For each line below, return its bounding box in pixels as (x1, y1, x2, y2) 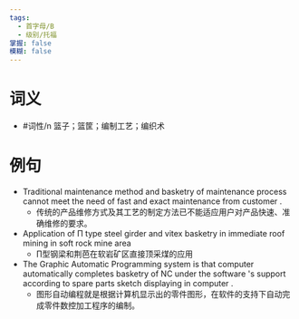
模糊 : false (9, 47, 52, 56)
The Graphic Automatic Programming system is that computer (22, 259, 255, 269)
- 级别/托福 (17, 30, 57, 39)
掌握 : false (9, 38, 52, 48)
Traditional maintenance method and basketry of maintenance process (22, 187, 287, 197)
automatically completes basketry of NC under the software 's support (22, 268, 286, 279)
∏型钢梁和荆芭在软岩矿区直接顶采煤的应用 (35, 248, 193, 259)
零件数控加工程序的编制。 (43, 300, 140, 311)
